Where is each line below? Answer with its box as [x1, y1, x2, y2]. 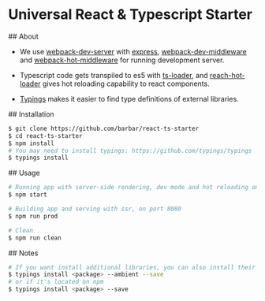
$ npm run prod [8, 212, 58, 220]
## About [8, 32, 39, 41]
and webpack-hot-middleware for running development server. [19, 55, 225, 65]
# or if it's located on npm [8, 278, 104, 286]
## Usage [8, 168, 41, 178]
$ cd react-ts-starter [8, 132, 83, 139]
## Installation [8, 109, 54, 119]
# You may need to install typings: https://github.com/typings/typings [8, 147, 252, 154]
